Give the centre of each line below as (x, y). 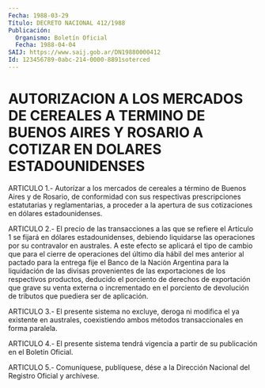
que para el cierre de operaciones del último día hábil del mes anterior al (126, 253)
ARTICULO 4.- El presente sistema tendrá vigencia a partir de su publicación (133, 343)
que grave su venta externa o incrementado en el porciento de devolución (129, 287)
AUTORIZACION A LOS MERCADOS (126, 99)
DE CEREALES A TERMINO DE (107, 116)
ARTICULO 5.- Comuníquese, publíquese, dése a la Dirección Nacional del (129, 367)
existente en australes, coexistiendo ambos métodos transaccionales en (126, 320)
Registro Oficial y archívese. (54, 375)
